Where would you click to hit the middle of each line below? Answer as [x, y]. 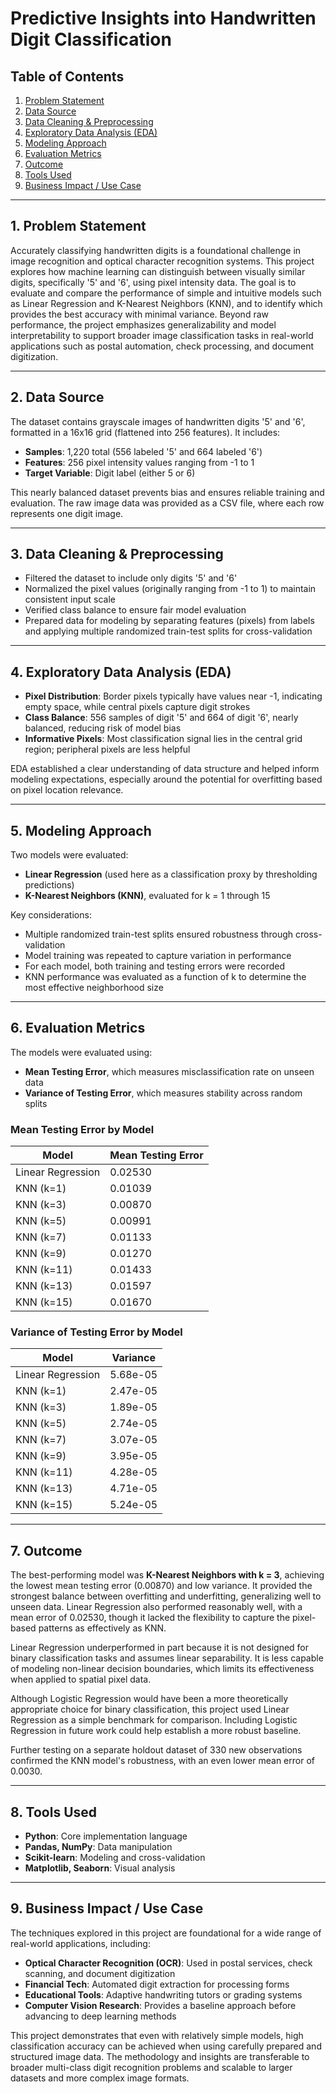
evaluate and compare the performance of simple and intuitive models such [166, 293]
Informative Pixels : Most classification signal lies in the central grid [163, 739]
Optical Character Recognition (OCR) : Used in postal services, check [168, 1963]
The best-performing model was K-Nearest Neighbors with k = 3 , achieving [167, 1575]
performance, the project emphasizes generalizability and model [143, 324]
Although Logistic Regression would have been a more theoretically [149, 1699]
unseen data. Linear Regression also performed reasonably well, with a [156, 1607]
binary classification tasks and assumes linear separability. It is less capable [167, 1658]
